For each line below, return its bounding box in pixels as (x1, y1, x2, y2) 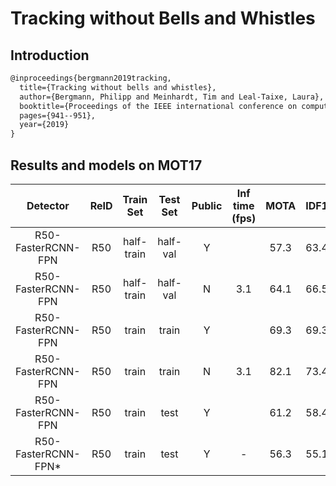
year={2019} (19, 120, 70, 130)
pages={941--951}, (19, 110, 97, 121)
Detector (26, 198, 70, 212)
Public (191, 198, 223, 212)
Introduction (10, 47, 90, 64)
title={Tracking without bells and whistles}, (19, 82, 217, 92)
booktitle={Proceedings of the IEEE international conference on (19, 101, 298, 111)
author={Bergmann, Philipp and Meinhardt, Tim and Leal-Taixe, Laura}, (19, 92, 325, 102)
